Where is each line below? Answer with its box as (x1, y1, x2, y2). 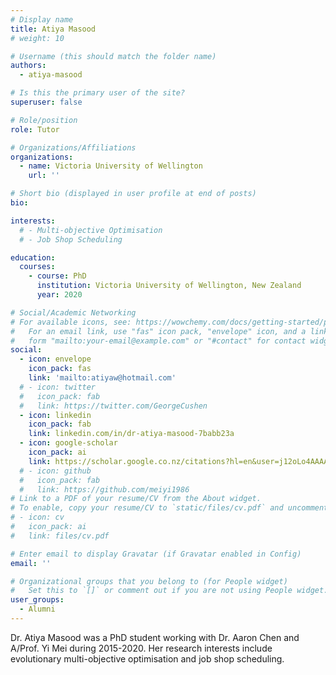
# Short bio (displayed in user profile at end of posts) (10, 189, 257, 199)
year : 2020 (36, 290, 83, 300)
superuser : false (10, 97, 83, 107)
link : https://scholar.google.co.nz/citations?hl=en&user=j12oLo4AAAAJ (28, 456, 333, 466)
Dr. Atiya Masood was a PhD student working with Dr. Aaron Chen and (10, 631, 300, 643)
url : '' (28, 171, 60, 181)
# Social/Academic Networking (10, 307, 137, 318)
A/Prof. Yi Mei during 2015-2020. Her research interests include (10, 642, 273, 654)
